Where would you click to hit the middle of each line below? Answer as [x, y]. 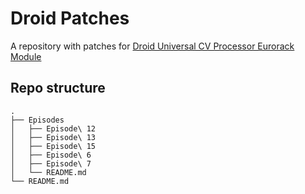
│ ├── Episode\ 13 [53, 137]
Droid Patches [70, 18]
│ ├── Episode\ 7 [51, 163]
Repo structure [58, 88]
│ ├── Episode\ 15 [53, 146]
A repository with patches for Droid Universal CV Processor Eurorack [152, 46]
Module [26, 56]
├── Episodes [37, 120]
